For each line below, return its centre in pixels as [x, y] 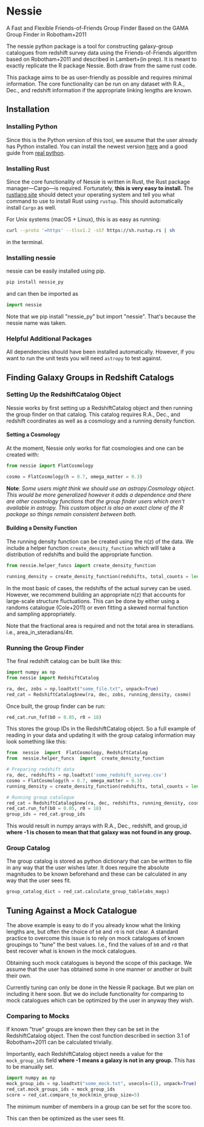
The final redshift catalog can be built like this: [64, 661]
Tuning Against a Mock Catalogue [72, 911]
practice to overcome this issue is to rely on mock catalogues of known [96, 938]
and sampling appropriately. [41, 614]
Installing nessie [31, 257]
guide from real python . [36, 152]
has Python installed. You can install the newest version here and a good [97, 146]
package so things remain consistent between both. [71, 514]
